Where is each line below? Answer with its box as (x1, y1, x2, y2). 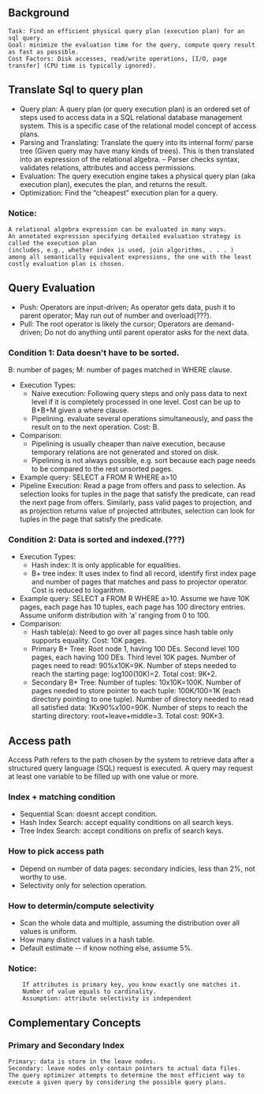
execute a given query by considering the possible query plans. (8, 1078, 227, 1087)
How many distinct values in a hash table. (19, 935, 155, 945)
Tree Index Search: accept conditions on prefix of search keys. (19, 826, 224, 835)
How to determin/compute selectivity (8, 900, 154, 911)
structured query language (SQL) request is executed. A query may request (8, 764, 254, 773)
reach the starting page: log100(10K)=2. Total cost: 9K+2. (31, 670, 218, 679)
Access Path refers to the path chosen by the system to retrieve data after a (8, 755, 255, 764)
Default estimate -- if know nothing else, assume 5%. (19, 943, 193, 953)
